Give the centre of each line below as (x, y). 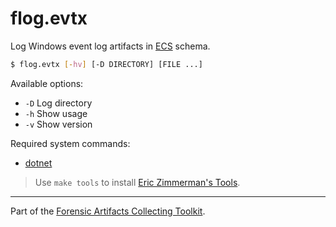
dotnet (38, 163)
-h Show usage (56, 113)
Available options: (47, 83)
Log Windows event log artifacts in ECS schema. (110, 46)
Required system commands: (70, 143)
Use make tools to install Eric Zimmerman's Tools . (137, 182)
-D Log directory (58, 103)
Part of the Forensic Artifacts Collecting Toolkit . (108, 211)
